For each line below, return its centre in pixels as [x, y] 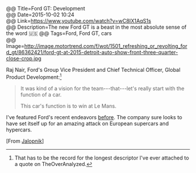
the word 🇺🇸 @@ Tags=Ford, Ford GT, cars [59, 33]
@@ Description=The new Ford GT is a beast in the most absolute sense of [96, 27]
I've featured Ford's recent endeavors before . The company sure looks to [94, 117]
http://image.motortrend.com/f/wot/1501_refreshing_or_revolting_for [106, 46]
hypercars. [19, 129]
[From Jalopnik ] [25, 141]
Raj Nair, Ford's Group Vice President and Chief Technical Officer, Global [93, 70]
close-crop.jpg [24, 58]
